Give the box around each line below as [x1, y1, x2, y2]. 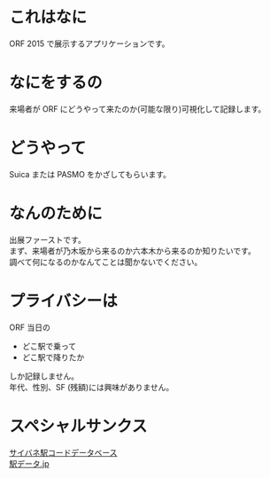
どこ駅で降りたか [21, 351, 85, 363]
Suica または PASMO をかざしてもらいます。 [9, 168, 171, 179]
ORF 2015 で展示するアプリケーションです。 [9, 38, 170, 49]
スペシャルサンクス [9, 416, 148, 436]
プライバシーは [9, 291, 118, 310]
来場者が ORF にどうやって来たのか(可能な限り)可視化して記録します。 [9, 103, 266, 114]
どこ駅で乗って [21, 341, 77, 351]
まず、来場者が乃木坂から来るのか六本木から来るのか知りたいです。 [9, 245, 257, 256]
